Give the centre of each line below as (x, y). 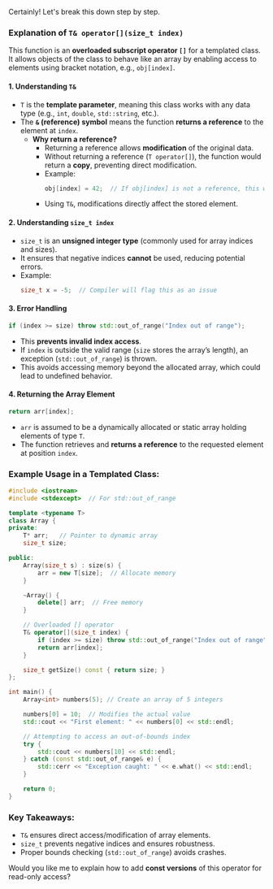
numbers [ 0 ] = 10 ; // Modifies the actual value (107, 714)
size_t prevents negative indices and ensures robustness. (117, 843)
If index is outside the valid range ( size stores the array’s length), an (134, 349)
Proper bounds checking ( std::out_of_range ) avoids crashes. (123, 852)
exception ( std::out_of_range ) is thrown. (89, 358)
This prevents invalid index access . (81, 341)
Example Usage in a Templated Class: (84, 474)
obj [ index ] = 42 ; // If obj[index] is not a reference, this (152, 189)
